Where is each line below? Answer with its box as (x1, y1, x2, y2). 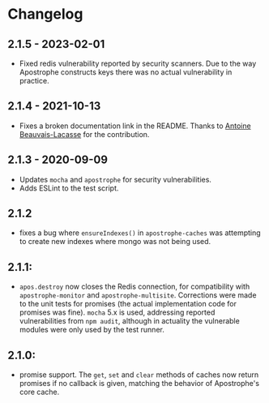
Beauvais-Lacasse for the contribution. (19, 129, 150, 139)
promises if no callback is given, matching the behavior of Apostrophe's (19, 379, 260, 388)
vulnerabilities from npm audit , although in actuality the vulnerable (19, 316, 240, 326)
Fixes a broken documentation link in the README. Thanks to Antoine (19, 121, 252, 131)
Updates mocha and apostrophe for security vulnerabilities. (19, 174, 212, 184)
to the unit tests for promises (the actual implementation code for (19, 299, 237, 309)
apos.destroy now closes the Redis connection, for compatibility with (19, 281, 250, 292)
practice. (19, 76, 49, 85)
